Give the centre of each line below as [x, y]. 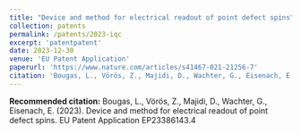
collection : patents [48, 26]
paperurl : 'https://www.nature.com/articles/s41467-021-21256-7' [133, 68]
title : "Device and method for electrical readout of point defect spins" [152, 17]
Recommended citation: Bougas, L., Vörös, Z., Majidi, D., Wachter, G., [138, 101]
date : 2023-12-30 [42, 51]
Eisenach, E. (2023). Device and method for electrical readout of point [139, 110]
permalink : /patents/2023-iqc [66, 34]
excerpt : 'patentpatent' [56, 42]
